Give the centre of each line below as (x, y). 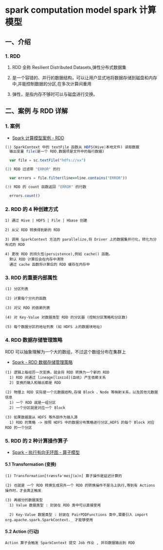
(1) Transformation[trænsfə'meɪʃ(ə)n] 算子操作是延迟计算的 (63, 476)
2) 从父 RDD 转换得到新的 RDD (33, 230)
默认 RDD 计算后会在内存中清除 (37, 259)
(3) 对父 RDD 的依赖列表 (27, 308)
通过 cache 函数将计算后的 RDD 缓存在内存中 (50, 264)
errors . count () (25, 196)
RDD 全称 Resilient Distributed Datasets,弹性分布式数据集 (69, 67)
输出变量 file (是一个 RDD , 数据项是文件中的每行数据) (57, 152)
